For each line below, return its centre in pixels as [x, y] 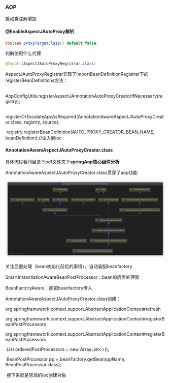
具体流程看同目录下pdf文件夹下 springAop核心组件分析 [62, 162]
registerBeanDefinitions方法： [37, 80]
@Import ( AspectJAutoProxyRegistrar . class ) [51, 64]
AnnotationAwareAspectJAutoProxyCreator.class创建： [63, 299]
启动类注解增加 [21, 19]
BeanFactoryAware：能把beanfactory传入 [49, 288]
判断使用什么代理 [23, 53]
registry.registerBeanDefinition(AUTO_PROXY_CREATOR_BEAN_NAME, [80, 132]
